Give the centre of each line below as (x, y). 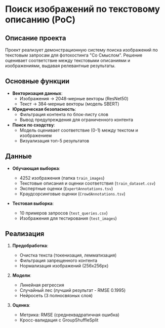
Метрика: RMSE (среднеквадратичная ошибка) (69, 315)
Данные (19, 157)
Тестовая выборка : (33, 203)
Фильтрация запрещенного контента (59, 261)
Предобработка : (30, 246)
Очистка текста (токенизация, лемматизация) (68, 255)
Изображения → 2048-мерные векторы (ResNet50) (74, 98)
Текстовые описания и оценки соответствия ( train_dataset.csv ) (87, 183)
